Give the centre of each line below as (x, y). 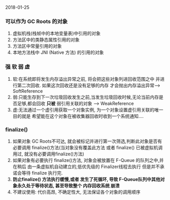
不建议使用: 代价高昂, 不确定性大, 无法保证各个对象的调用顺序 (76, 192)
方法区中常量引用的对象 (37, 46)
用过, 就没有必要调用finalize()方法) (48, 154)
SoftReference (28, 91)
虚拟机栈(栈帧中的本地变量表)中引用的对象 (57, 34)
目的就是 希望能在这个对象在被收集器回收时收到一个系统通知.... (78, 116)
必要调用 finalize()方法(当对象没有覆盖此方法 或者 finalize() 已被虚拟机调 (88, 147)
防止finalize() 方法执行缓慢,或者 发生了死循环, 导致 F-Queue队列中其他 (87, 179)
